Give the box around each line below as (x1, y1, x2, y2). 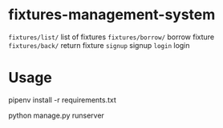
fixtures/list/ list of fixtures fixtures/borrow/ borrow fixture (8, 32, 215, 42)
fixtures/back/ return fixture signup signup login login (8, 40, 190, 50)
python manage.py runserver (8, 110, 104, 120)
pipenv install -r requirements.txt (8, 94, 116, 105)
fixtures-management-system (8, 6, 216, 24)
